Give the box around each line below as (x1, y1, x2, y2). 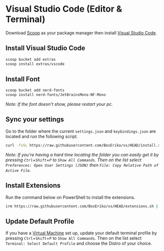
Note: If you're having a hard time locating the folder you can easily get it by (5, 152, 159, 157)
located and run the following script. (5, 133, 78, 139)
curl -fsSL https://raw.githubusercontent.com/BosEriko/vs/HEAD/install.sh (5, 143, 163, 148)
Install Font (5, 75, 40, 83)
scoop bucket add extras (5, 57, 56, 62)
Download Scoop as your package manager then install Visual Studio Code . (5, 30, 157, 36)
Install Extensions (5, 181, 61, 190)
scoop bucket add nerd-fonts (5, 88, 65, 93)
